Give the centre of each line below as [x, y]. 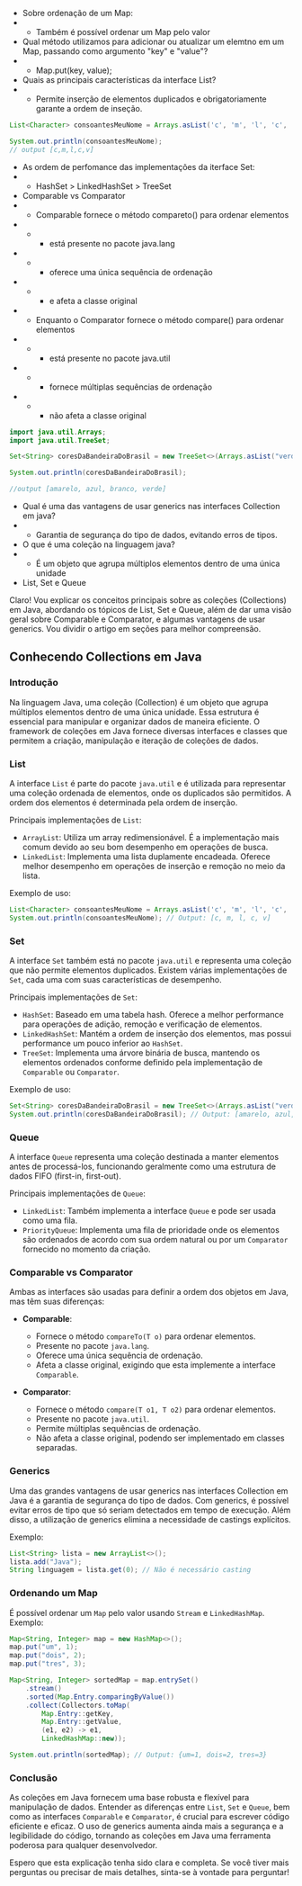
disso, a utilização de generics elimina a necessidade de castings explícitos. [150, 1519]
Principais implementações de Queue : [78, 1194]
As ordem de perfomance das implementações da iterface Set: [138, 166]
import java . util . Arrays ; [58, 432]
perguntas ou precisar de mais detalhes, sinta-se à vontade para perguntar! [150, 1873]
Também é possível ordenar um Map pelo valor [123, 32]
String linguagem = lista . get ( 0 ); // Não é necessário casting [130, 1570]
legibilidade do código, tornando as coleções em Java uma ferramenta [140, 1836]
